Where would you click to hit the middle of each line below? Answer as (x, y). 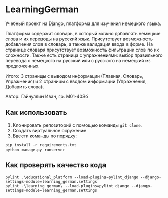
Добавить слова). (25, 86)
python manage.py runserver (35, 150)
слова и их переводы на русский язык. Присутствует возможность (79, 39)
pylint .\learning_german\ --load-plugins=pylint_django (67, 186)
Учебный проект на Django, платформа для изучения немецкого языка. (83, 23)
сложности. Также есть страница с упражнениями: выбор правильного (84, 55)
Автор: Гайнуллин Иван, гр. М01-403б (47, 96)
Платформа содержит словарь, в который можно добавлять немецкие (83, 33)
